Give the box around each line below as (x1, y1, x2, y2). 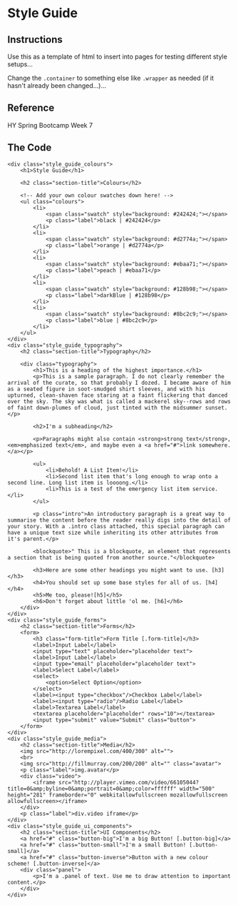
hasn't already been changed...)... (7, 81, 107, 90)
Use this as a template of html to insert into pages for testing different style (7, 52, 228, 61)
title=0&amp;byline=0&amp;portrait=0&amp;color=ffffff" (7, 785, 177, 792)
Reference (7, 102, 55, 114)
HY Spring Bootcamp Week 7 (7, 121, 93, 129)
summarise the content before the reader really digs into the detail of (7, 516, 232, 524)
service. (192, 485, 219, 492)
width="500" (179, 785, 215, 792)
